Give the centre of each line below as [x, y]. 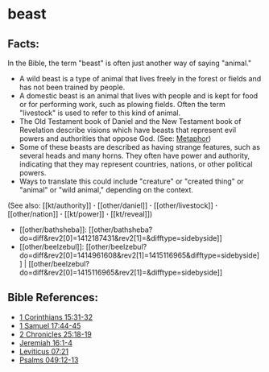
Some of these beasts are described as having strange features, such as [140, 147]
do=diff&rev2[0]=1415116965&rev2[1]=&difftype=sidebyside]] [121, 272]
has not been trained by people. [72, 87]
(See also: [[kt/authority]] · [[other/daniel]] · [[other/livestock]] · [113, 205]
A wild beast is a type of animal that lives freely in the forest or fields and [140, 79]
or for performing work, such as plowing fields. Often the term [122, 104]
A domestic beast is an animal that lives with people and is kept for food [139, 96]
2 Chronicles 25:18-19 [55, 334]
